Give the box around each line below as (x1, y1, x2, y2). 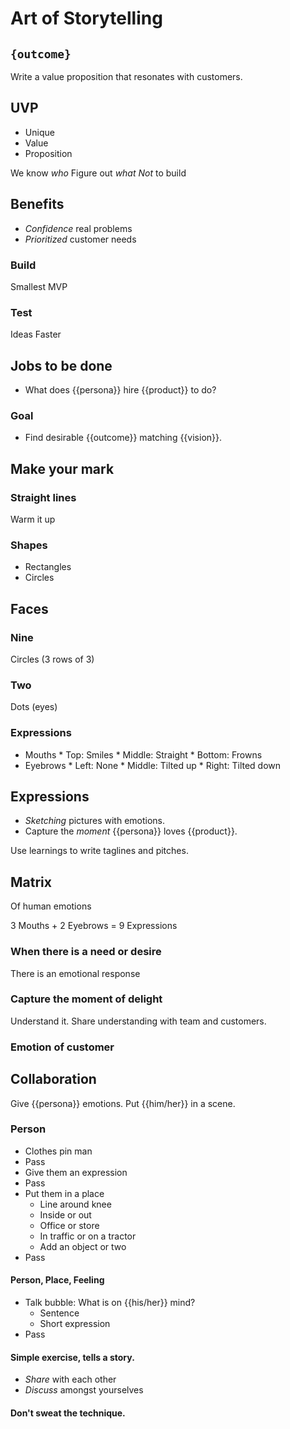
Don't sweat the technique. (10, 1407, 126, 1419)
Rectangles (24, 561, 72, 573)
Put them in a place (24, 1187, 105, 1199)
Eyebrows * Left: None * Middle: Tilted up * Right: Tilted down (24, 759, 282, 771)
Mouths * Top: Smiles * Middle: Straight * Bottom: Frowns (24, 748, 263, 761)
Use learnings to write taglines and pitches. (10, 845, 189, 857)
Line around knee (39, 1198, 112, 1210)
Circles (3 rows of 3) (10, 653, 95, 665)
